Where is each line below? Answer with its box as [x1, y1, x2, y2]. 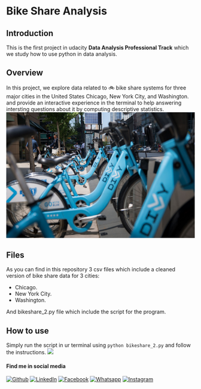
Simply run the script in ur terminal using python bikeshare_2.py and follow [6, 342, 191, 349]
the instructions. [6, 349, 47, 356]
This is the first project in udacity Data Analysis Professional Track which [6, 44, 189, 51]
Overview [6, 68, 44, 78]
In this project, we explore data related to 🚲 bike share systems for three [6, 84, 187, 91]
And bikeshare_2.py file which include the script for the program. [6, 308, 166, 316]
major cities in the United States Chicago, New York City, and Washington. [6, 92, 190, 100]
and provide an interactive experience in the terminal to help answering [6, 99, 182, 106]
